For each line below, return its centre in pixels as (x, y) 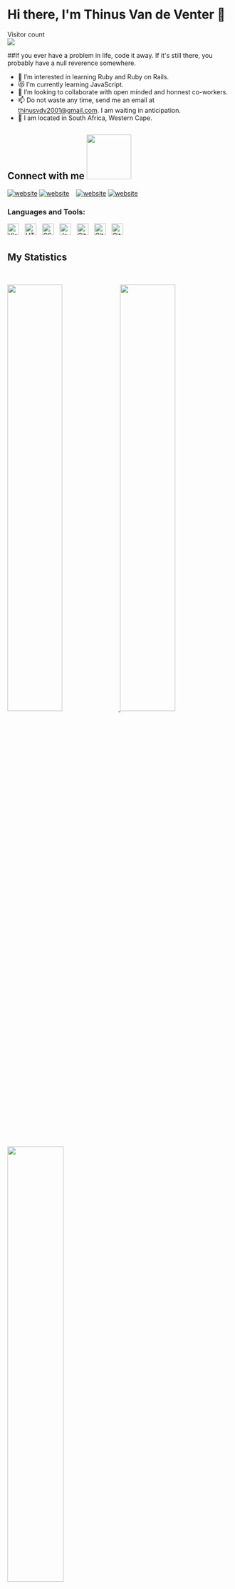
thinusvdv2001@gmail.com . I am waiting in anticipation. (99, 110)
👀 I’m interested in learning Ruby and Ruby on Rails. (93, 76)
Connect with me (46, 176)
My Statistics (37, 258)
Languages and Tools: (46, 211)
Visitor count (26, 34)
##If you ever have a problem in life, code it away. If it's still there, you (110, 55)
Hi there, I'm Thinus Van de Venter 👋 (116, 15)
